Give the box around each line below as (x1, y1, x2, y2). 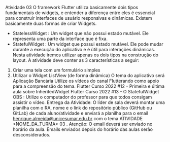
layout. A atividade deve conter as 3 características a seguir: (12, 57, 140, 63)
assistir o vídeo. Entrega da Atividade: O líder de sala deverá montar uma (12, 99, 165, 105)
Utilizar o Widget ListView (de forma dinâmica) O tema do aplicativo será (12, 73, 165, 78)
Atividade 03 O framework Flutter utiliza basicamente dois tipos (5, 5, 139, 10)
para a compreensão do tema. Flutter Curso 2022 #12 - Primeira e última (12, 83, 165, 89)
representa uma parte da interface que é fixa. (12, 35, 108, 42)
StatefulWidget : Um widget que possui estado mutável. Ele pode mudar (12, 41, 164, 47)
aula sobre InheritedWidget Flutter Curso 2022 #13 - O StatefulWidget (12, 89, 159, 94)
